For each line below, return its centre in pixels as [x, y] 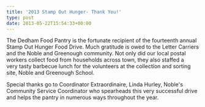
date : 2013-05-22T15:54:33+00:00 [49, 23]
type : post [20, 18]
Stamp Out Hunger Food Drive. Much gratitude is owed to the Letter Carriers [102, 47]
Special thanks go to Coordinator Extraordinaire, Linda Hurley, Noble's [95, 85]
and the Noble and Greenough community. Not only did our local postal [96, 53]
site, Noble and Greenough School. [50, 73]
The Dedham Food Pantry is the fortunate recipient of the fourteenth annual [102, 41]
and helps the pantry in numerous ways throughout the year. [83, 97]
